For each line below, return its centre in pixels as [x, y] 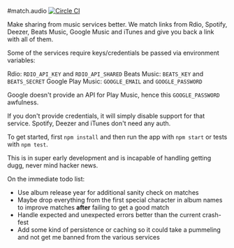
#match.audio [27, 11]
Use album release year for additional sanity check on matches [108, 192]
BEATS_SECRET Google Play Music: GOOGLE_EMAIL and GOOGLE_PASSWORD [105, 81]
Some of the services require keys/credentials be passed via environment [114, 53]
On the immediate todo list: [46, 179]
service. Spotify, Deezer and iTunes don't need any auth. [89, 123]
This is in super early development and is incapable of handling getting [109, 158]
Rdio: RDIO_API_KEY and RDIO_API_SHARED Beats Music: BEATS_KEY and [105, 74]
